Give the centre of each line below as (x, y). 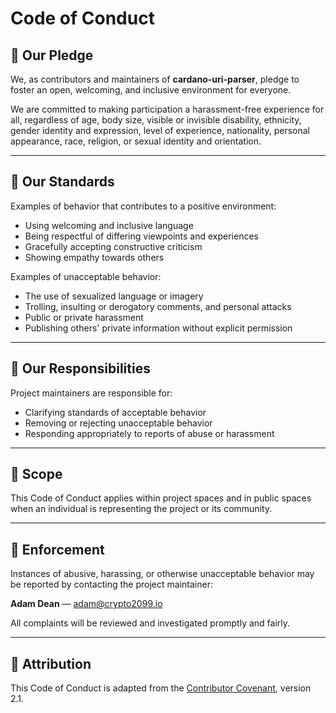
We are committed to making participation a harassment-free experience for (167, 109)
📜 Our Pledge (52, 55)
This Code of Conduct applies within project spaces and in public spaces (161, 498)
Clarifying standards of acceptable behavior (115, 412)
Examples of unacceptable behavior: (86, 276)
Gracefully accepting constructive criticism (113, 246)
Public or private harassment (84, 317)
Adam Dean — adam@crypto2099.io (86, 604)
